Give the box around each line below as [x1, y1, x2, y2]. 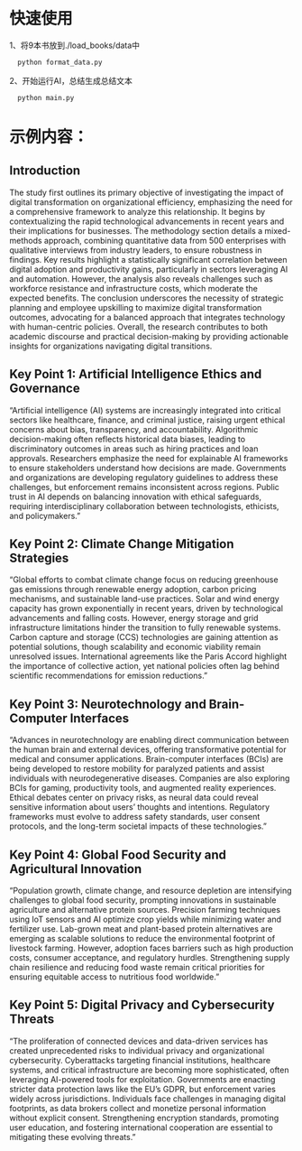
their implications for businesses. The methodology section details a [9, 225, 263, 236]
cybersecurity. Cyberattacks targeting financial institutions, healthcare [9, 1054, 271, 1065]
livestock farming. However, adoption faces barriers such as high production [9, 942, 294, 953]
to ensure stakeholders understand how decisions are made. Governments [9, 462, 287, 473]
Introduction [9, 163, 81, 179]
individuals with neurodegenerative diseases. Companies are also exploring [9, 773, 290, 784]
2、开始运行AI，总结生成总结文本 [9, 75, 133, 86]
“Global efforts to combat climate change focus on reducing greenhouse [9, 574, 279, 585]
